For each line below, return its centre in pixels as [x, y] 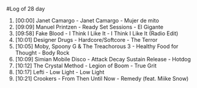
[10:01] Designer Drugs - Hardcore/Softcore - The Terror [86, 40]
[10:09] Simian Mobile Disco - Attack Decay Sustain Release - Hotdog [103, 59]
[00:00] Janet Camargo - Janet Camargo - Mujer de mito [87, 20]
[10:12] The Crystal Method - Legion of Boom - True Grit [86, 66]
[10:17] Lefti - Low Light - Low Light [60, 72]
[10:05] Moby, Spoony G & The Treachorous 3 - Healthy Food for [97, 46]
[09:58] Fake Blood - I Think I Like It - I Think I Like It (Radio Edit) [97, 33]
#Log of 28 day [26, 9]
